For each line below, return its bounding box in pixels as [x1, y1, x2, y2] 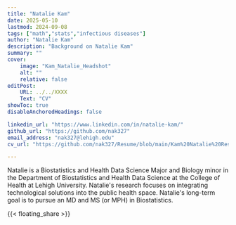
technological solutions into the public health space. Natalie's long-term [7, 188, 216, 197]
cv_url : [7, 141, 30, 148]
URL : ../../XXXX [20, 89, 68, 96]
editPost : [7, 82, 37, 89]
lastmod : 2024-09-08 [7, 23, 68, 30]
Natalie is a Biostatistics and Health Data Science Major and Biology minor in [7, 166, 229, 174]
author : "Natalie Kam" [7, 37, 74, 44]
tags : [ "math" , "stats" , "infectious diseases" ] [7, 30, 146, 37]
